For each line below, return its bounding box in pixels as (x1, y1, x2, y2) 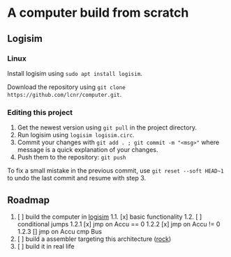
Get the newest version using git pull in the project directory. (17, 123, 198, 132)
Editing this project (7, 107, 73, 117)
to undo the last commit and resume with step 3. (7, 174, 147, 182)
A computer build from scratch (7, 5, 189, 21)
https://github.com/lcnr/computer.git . (7, 90, 122, 98)
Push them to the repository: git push (17, 153, 126, 162)
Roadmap (7, 194, 50, 206)
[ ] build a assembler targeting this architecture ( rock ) (17, 235, 172, 243)
